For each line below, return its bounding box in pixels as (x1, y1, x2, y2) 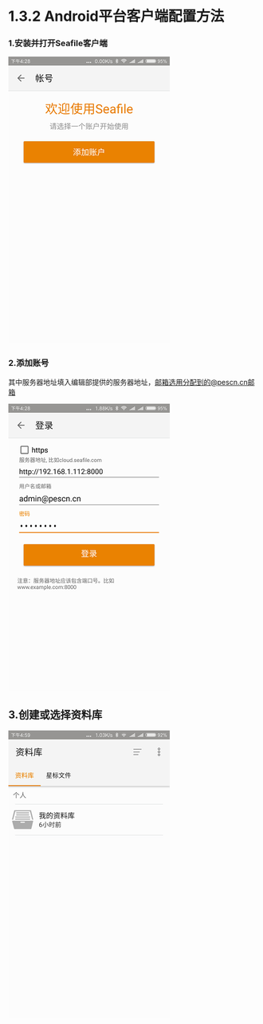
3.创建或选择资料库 (8, 708, 103, 722)
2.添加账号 (8, 358, 49, 369)
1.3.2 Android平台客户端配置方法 (8, 7, 225, 26)
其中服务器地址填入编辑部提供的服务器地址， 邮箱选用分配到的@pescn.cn (8, 377, 249, 386)
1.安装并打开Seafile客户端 (8, 37, 108, 49)
